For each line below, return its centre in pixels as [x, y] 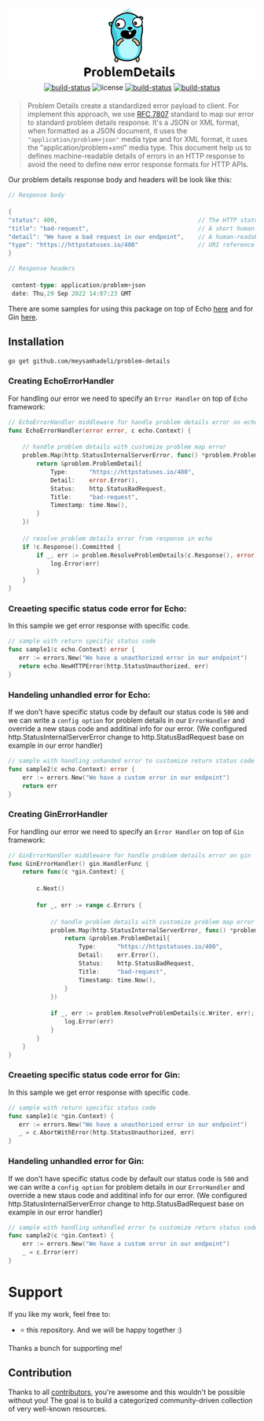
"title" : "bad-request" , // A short [121, 228]
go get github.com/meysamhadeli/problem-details [89, 361]
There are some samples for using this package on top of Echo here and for [131, 308]
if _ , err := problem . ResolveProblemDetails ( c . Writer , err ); [152, 1013]
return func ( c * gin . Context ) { [73, 872]
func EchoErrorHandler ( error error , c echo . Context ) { [100, 431]
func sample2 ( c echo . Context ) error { [71, 769]
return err [40, 786]
